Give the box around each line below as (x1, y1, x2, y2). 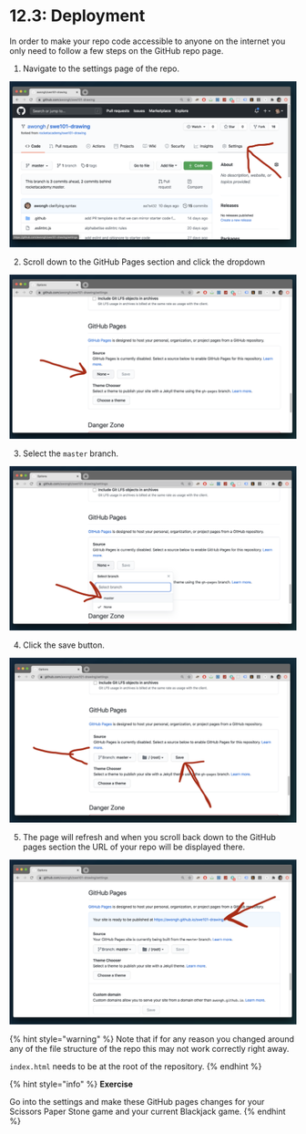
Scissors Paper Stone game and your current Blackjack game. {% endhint (9, 1106, 286, 1118)
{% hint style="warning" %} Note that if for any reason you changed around (9, 1034, 294, 1045)
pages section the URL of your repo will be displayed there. (22, 841, 246, 852)
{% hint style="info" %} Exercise (9, 1078, 134, 1090)
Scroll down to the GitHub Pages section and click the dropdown (22, 256, 266, 267)
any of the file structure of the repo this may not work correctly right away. (9, 1044, 290, 1055)
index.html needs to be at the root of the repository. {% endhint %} (9, 1061, 262, 1072)
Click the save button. (22, 640, 105, 650)
